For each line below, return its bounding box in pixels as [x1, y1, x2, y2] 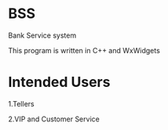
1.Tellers [8, 99, 35, 108]
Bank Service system [8, 31, 77, 40]
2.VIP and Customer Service [8, 114, 100, 124]
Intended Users [8, 74, 111, 91]
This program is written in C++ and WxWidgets [8, 45, 161, 55]
